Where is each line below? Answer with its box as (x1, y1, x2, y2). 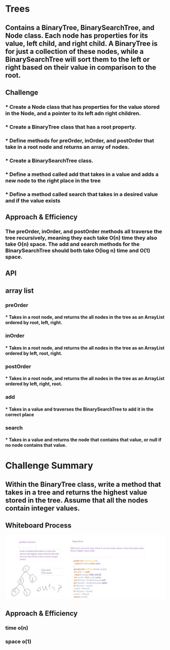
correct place (5, 411, 35, 417)
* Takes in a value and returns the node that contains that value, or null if (5, 437, 161, 443)
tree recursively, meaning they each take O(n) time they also (5, 234, 157, 241)
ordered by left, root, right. (5, 350, 62, 356)
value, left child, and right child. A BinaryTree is (5, 39, 158, 48)
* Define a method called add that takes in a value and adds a (5, 171, 159, 178)
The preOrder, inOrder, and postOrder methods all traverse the (5, 228, 162, 235)
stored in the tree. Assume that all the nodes (5, 496, 148, 505)
